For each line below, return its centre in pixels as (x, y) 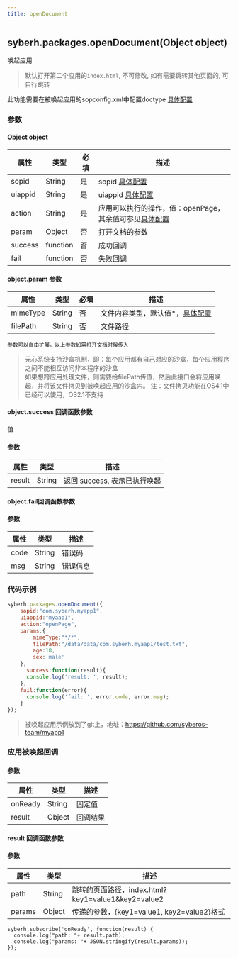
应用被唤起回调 (33, 752)
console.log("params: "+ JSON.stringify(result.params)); (101, 942)
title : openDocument (38, 14)
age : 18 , (44, 651)
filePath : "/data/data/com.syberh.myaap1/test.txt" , (111, 644)
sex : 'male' (49, 657)
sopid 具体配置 (123, 182)
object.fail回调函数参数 (41, 501)
